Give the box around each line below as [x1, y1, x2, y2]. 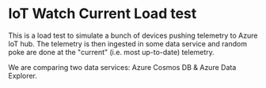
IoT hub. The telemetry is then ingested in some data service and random [8, 38, 248, 48]
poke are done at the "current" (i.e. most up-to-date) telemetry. [8, 47, 215, 57]
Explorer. [8, 71, 38, 80]
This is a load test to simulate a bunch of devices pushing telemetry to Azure [8, 31, 258, 40]
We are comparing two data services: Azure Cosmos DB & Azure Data [8, 62, 237, 71]
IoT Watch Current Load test [8, 5, 197, 23]
